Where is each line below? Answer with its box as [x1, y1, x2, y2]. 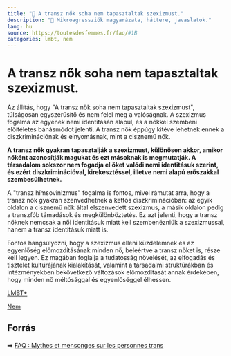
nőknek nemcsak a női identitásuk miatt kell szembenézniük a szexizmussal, [7, 218, 225, 227]
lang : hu [7, 23, 33, 30]
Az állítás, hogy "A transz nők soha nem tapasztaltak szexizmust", [7, 103, 195, 111]
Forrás [7, 322, 36, 334]
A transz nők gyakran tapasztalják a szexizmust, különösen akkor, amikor [7, 146, 223, 154]
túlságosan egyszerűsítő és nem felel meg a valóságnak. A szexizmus [7, 111, 206, 119]
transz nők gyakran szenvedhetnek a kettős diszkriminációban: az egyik [7, 196, 213, 205]
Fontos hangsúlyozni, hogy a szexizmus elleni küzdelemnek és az [7, 239, 194, 247]
